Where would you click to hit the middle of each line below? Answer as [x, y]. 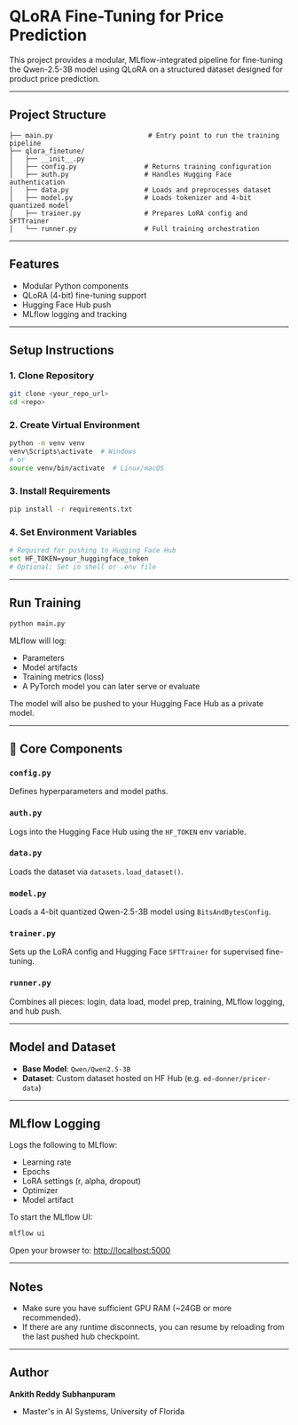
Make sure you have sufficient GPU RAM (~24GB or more [127, 1309]
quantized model [39, 205]
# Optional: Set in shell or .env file [83, 567]
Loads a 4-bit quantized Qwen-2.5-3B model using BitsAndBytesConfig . [140, 912]
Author [29, 1373]
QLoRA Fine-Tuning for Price [117, 16]
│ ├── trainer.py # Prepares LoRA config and [129, 213]
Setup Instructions [62, 350]
